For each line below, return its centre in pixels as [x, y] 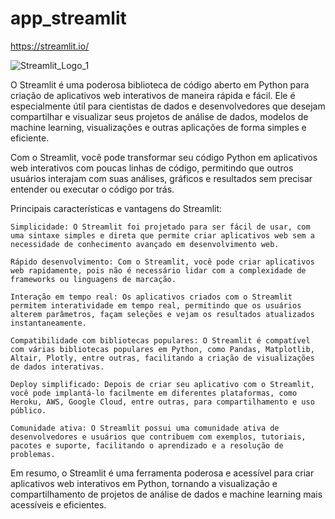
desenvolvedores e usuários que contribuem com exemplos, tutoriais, [158, 437]
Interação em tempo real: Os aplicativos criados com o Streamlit [151, 297]
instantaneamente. [48, 323]
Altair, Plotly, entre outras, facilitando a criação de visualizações [162, 358]
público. [28, 410]
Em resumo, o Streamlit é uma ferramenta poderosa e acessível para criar [162, 473]
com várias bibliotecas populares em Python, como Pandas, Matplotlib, [162, 349]
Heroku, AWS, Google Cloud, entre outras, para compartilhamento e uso [162, 402]
